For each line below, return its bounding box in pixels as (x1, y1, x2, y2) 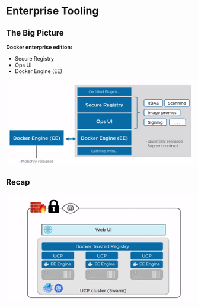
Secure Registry (14, 55, 55, 62)
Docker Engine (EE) (14, 68, 63, 75)
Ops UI (14, 61, 32, 68)
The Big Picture (6, 28, 64, 38)
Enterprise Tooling (6, 4, 99, 18)
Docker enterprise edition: (6, 43, 73, 50)
